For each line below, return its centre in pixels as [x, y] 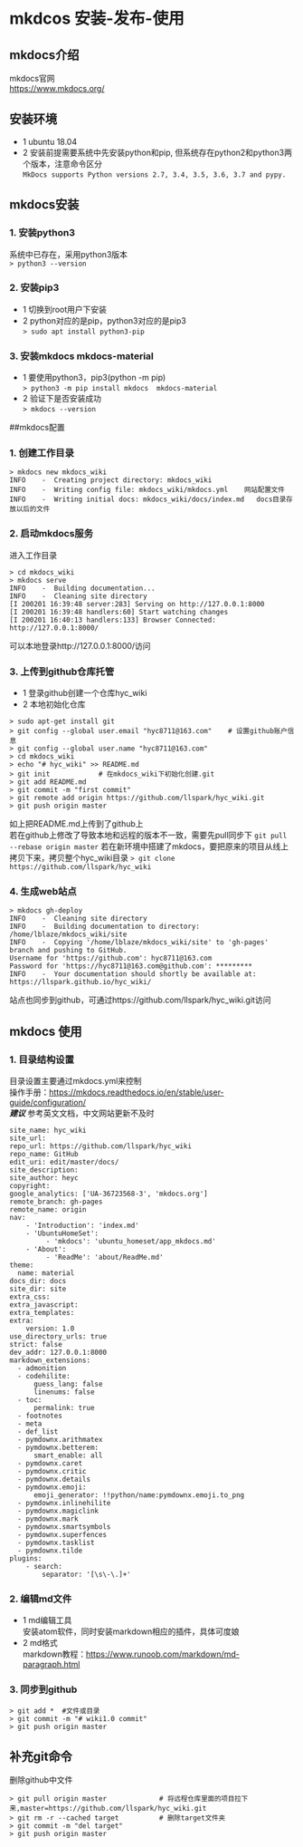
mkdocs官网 [32, 78]
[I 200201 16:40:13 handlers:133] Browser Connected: [113, 620]
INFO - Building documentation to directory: [105, 927]
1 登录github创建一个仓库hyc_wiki [85, 692]
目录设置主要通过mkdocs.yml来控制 [76, 1080]
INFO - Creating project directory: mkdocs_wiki [111, 480]
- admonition [42, 1368]
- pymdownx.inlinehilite [64, 1503]
